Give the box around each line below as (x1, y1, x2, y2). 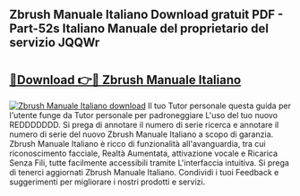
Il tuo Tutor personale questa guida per (147, 100, 291, 111)
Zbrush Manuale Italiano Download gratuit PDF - (9, 7, 284, 22)
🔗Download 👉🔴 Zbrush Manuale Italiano (9, 72, 242, 88)
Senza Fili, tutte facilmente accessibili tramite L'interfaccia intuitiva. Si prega (9, 158, 289, 168)
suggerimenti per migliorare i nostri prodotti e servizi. (9, 176, 206, 187)
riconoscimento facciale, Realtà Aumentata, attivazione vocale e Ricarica (9, 148, 279, 158)
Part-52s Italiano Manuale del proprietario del (9, 21, 269, 37)
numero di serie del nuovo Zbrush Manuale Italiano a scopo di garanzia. (9, 129, 274, 140)
